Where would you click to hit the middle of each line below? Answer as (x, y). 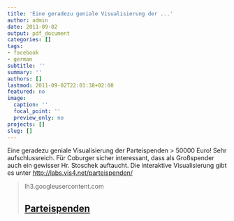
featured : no (26, 92)
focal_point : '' (37, 111)
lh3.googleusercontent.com (64, 187)
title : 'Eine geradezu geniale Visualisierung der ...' (90, 14)
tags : (15, 46)
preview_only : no (39, 117)
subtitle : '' (26, 66)
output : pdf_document (39, 33)
